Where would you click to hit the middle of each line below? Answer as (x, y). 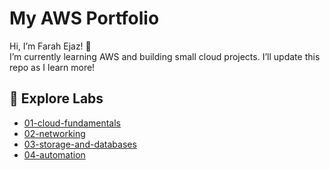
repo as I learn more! (52, 67)
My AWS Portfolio (84, 18)
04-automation (54, 154)
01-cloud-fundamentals (72, 123)
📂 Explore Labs (56, 98)
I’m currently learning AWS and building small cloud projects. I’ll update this (165, 56)
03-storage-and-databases (80, 144)
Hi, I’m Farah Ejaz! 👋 (50, 46)
